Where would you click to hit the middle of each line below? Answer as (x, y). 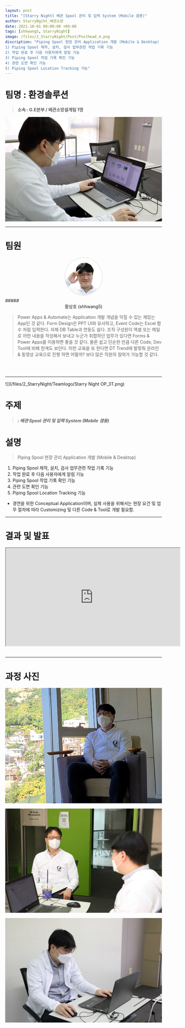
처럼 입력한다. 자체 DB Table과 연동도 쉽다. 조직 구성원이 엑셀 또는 (87, 329)
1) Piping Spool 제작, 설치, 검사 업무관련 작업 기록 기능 (59, 47)
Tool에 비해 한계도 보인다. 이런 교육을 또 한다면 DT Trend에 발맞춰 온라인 (88, 348)
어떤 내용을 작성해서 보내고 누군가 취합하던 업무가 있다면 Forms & (86, 335)
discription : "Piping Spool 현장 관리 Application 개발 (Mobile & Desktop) (82, 42)
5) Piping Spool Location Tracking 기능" (48, 68)
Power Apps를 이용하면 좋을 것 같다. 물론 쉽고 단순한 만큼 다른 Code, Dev (89, 342)
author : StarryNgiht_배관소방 (34, 21)
